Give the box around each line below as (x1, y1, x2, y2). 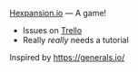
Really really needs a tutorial (22, 35, 129, 45)
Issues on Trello (22, 25, 83, 35)
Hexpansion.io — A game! (9, 8, 107, 18)
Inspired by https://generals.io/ (9, 52, 125, 62)
